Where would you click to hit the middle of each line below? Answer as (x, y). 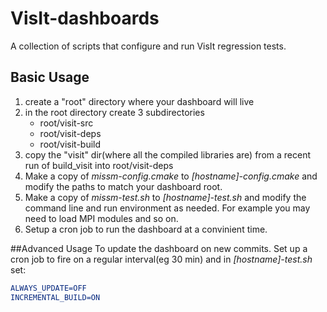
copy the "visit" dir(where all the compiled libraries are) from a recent (167, 154)
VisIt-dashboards (85, 18)
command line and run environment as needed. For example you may (167, 208)
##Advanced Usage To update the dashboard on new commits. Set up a (159, 248)
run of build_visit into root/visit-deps (99, 165)
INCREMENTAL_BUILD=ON (55, 297)
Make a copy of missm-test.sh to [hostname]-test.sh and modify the (165, 197)
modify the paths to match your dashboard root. (123, 186)
